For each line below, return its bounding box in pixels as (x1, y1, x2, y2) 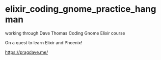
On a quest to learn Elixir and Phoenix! (5, 39, 82, 45)
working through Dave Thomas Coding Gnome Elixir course (5, 30, 125, 36)
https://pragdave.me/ (5, 49, 48, 55)
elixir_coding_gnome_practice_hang (5, 3, 157, 15)
